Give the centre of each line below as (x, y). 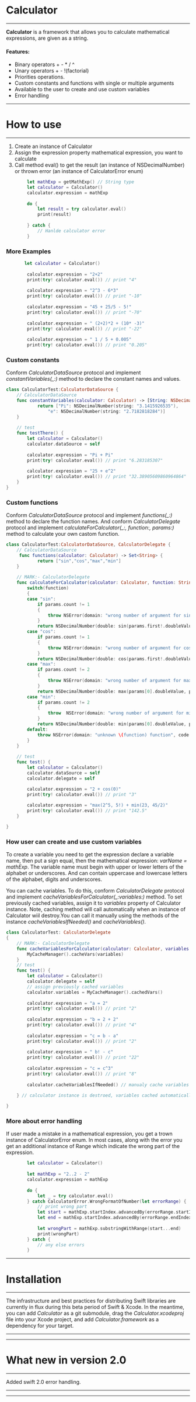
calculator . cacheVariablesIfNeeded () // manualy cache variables (108, 1085)
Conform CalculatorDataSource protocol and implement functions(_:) (89, 515)
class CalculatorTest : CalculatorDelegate (58, 933)
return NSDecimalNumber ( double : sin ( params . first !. (101, 626)
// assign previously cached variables (76, 987)
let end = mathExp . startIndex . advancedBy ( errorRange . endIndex (114, 1218)
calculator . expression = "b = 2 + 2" (73, 1019)
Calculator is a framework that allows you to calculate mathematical (88, 32)
